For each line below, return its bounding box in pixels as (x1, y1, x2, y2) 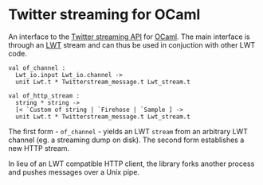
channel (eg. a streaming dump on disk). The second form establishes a (8, 135, 245, 145)
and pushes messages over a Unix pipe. (8, 167, 140, 176)
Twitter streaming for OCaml (8, 6, 201, 24)
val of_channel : (8, 64, 66, 72)
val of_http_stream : (8, 91, 80, 100)
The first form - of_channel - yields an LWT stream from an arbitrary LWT (8, 126, 249, 136)
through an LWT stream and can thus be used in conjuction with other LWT (8, 40, 256, 49)
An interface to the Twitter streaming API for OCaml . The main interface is (8, 32, 251, 41)
